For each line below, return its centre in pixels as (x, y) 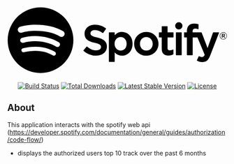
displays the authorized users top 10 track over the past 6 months (112, 153)
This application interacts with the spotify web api (79, 124)
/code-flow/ (24, 140)
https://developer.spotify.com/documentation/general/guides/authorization (117, 132)
